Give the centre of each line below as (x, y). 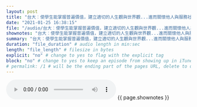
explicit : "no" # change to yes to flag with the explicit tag (85, 55)
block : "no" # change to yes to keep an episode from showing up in (91, 61)
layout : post (22, 11)
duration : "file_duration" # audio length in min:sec (73, 45)
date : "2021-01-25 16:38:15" (42, 22)
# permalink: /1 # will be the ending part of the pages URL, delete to (97, 66)
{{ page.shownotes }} (143, 98)
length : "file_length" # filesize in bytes (60, 50)
